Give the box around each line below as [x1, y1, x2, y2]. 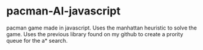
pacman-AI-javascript [6, 4, 121, 18]
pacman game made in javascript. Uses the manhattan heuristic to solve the [6, 24, 197, 31]
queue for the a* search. [6, 37, 68, 44]
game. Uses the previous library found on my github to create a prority [6, 30, 183, 37]
